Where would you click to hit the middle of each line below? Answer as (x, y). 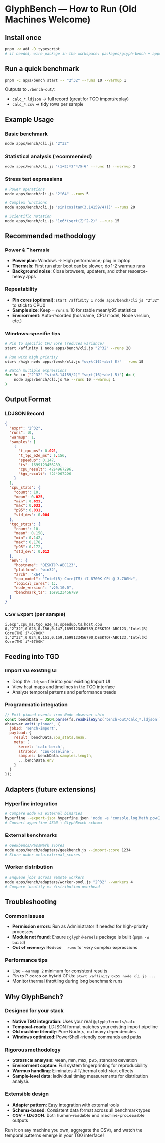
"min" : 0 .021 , (28, 501)
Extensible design (27, 1094)
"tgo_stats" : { (25, 524)
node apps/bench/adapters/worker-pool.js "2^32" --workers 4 (69, 882)
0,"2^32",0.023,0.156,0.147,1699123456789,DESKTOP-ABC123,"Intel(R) (77, 629)
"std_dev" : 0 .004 (32, 515)
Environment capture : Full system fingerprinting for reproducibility (80, 1066)
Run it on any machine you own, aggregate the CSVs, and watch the (74, 1130)
